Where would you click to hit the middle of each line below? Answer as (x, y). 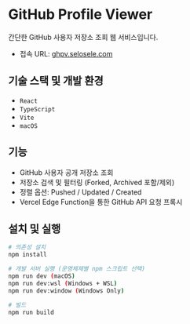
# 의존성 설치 (27, 248)
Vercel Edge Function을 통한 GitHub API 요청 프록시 (101, 202)
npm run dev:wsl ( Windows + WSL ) (63, 283)
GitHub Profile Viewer (80, 15)
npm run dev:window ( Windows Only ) (66, 291)
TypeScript (37, 109)
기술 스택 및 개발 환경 (56, 81)
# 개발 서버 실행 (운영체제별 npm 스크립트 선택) (77, 269)
